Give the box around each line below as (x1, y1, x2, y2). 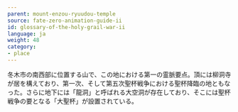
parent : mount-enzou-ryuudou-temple (7, 10, 116, 18)
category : (7, 43, 37, 50)
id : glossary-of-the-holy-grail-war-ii (7, 23, 126, 30)
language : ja (7, 30, 46, 38)
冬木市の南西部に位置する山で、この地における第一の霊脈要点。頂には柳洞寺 (7, 70, 232, 79)
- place (7, 50, 31, 57)
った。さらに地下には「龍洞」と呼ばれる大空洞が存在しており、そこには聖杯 (7, 88, 231, 96)
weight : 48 (7, 37, 40, 44)
